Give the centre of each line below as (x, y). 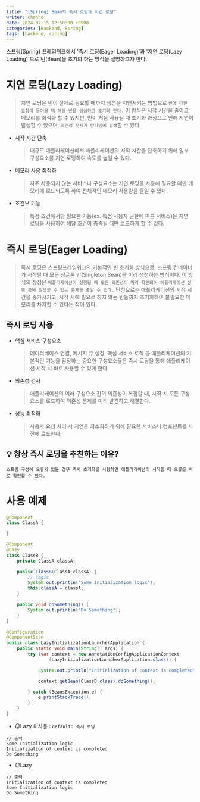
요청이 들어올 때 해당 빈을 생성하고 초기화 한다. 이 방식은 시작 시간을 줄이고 (105, 110)
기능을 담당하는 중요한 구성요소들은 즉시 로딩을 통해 (105, 360)
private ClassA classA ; (46, 561)
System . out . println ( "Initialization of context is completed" (117, 670)
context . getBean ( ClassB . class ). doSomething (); (97, 681)
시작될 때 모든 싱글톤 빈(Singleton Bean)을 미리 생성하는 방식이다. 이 (107, 275)
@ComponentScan (25, 638)
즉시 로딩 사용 (30, 325)
